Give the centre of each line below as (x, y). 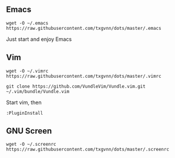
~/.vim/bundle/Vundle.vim (38, 91)
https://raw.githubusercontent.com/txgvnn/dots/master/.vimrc (84, 76)
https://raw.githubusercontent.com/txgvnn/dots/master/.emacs (84, 28)
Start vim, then (24, 102)
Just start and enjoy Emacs (39, 39)
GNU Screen (29, 131)
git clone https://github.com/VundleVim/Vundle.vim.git (76, 86)
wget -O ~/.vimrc (27, 71)
